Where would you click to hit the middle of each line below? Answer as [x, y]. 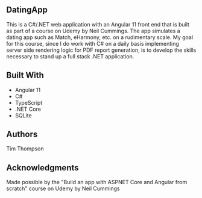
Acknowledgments [43, 168]
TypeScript [29, 102]
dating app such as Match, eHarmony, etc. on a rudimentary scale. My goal [100, 37]
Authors [22, 135]
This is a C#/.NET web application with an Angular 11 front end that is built [98, 24]
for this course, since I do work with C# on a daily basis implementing [93, 43]
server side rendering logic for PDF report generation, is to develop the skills [101, 50]
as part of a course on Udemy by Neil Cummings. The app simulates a [93, 31]
